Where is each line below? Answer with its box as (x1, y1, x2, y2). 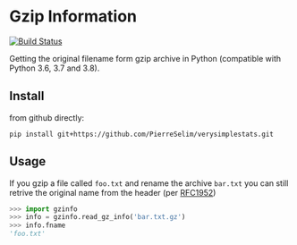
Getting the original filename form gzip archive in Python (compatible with (9, 53, 282, 63)
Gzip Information (9, 6, 137, 27)
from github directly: (9, 112, 85, 122)
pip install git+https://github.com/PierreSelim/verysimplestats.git (9, 130, 275, 139)
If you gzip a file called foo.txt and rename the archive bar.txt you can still (9, 177, 289, 189)
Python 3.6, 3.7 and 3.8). (9, 63, 100, 73)
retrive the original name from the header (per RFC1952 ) (9, 187, 216, 198)
